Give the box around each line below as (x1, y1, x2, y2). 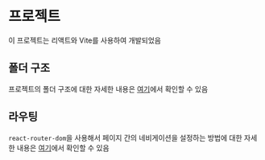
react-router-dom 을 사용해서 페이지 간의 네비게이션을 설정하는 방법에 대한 (8, 133, 243, 142)
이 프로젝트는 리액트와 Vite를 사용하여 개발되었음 (8, 35, 161, 45)
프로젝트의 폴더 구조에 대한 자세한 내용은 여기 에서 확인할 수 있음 (8, 84, 209, 93)
